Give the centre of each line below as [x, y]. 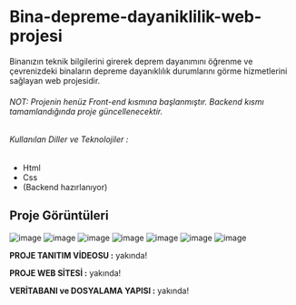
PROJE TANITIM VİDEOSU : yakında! [79, 255]
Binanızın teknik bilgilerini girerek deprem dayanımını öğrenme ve [131, 61]
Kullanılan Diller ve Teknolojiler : [69, 139]
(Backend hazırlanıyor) [65, 187]
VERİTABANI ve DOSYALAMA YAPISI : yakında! [99, 290]
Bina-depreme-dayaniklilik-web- [136, 17]
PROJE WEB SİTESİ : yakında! [65, 273]
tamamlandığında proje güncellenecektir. [86, 111]
